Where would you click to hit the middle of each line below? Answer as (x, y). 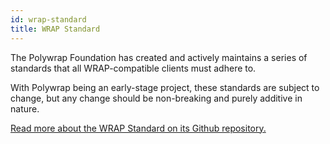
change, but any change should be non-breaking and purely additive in (156, 98)
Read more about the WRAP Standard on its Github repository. (138, 128)
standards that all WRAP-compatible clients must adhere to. (133, 68)
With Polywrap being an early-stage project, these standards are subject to (165, 87)
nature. (25, 108)
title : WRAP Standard (55, 29)
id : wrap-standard (48, 19)
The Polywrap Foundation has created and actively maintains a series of (159, 57)
